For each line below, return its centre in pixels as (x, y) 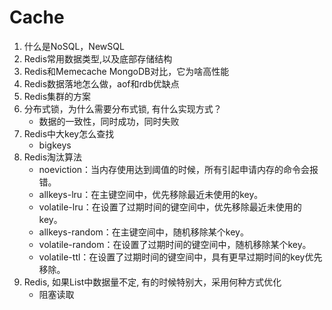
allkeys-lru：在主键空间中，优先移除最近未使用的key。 (151, 194)
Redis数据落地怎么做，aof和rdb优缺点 (101, 83)
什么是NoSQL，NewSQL (74, 46)
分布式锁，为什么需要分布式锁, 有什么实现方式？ (122, 108)
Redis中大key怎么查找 (69, 133)
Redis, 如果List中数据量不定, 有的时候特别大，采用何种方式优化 (152, 282)
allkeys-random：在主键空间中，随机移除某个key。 (143, 232)
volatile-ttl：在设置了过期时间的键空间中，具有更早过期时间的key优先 (180, 257)
